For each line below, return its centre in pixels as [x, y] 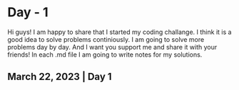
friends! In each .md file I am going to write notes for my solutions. [105, 55]
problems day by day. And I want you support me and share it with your [112, 47]
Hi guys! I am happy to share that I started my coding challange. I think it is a [119, 32]
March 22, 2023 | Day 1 [60, 77]
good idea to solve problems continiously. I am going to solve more [106, 39]
